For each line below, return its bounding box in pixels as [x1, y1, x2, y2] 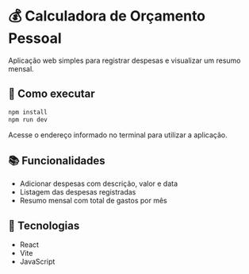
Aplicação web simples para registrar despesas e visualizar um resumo [8, 56, 241, 65]
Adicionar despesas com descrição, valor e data [19, 179, 178, 188]
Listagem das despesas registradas [19, 187, 136, 197]
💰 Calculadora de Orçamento [8, 7, 206, 25]
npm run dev [8, 115, 48, 124]
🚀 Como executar [8, 87, 95, 101]
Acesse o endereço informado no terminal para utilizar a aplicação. [8, 129, 228, 140]
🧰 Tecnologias [8, 218, 80, 232]
